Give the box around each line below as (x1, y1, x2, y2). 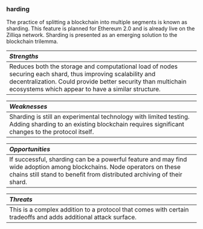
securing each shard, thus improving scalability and (9, 70, 156, 79)
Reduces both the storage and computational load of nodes (9, 62, 178, 71)
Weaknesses (9, 102, 48, 111)
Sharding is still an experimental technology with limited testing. (9, 112, 190, 121)
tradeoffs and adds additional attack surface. (9, 213, 137, 222)
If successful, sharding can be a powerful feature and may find (9, 155, 187, 164)
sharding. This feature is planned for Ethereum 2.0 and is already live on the (6, 25, 195, 32)
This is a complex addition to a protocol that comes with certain (9, 205, 189, 214)
